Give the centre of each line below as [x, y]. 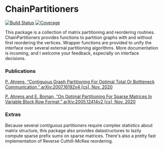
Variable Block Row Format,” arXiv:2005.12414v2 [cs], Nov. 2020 [70, 102]
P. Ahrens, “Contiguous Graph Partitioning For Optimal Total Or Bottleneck [80, 82]
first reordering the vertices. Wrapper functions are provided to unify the [79, 42]
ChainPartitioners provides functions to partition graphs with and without [79, 37]
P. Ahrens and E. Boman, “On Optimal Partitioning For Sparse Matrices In [79, 96]
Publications [20, 71]
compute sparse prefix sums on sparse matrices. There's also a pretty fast [81, 136]
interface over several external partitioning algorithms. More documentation [82, 48]
